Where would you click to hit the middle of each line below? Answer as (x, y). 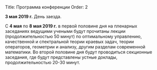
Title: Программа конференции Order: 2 (46, 7)
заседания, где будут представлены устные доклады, (61, 57)
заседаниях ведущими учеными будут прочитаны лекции (65, 31)
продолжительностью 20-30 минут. (43, 62)
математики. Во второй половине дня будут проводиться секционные (79, 52)
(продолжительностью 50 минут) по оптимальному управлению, (73, 36)
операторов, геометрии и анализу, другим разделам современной (75, 47)
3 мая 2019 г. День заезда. (33, 16)
